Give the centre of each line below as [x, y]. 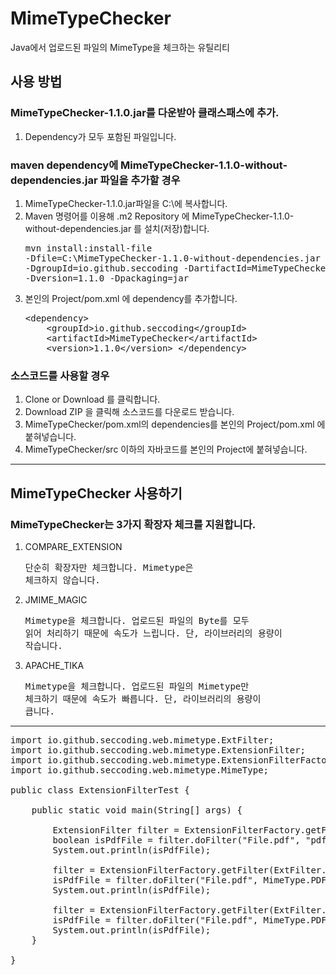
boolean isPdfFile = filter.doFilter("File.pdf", [176, 840]
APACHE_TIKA [54, 665]
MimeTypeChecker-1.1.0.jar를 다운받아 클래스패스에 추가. [145, 113]
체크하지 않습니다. [62, 580]
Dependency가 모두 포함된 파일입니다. [100, 136]
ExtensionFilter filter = [116, 830]
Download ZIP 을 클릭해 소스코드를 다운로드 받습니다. [129, 412]
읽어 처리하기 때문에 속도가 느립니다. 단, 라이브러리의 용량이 [153, 633]
